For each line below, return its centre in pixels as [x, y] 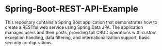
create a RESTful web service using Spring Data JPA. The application [74, 27]
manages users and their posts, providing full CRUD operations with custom [81, 32]
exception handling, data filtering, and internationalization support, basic [77, 37]
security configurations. [29, 42]
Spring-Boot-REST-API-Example [72, 9]
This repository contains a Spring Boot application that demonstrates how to [81, 22]
